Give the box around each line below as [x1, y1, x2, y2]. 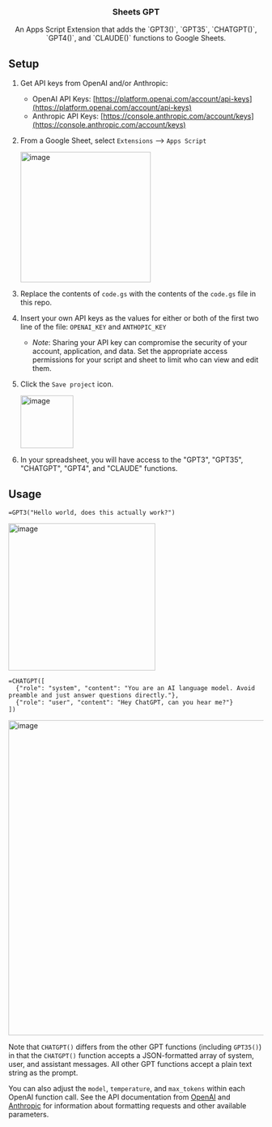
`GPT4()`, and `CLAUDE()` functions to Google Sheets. [45, 33, 227, 43]
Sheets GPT [112, 6, 160, 17]
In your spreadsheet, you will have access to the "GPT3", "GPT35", [19, 455, 244, 464]
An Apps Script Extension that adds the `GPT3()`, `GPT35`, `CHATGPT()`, [15, 24, 257, 34]
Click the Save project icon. [19, 379, 114, 389]
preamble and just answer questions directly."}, [8, 691, 180, 699]
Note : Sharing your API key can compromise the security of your [32, 338, 248, 348]
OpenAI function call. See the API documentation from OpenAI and [8, 1092, 231, 1102]
